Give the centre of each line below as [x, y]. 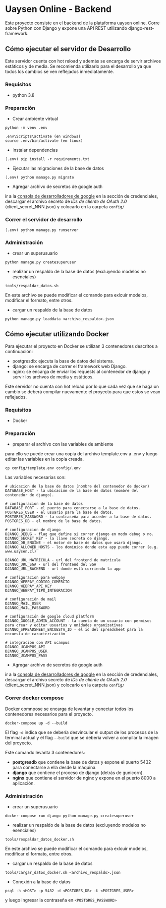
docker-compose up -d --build [36, 723]
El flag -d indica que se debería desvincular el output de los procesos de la [82, 732]
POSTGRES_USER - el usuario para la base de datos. [59, 513]
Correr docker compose [34, 698]
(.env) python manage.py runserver [42, 230]
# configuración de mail [31, 599]
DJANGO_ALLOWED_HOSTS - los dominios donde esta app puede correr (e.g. [82, 547]
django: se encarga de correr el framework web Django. [70, 366]
